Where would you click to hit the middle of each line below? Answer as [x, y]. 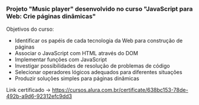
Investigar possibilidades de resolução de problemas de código [92, 66]
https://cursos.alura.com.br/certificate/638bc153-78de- [120, 90]
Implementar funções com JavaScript [61, 60]
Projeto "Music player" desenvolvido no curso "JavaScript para [99, 9]
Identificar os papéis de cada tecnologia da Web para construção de [99, 41]
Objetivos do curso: [30, 29]
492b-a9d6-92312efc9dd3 [39, 96]
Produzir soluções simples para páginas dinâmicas [77, 78]
